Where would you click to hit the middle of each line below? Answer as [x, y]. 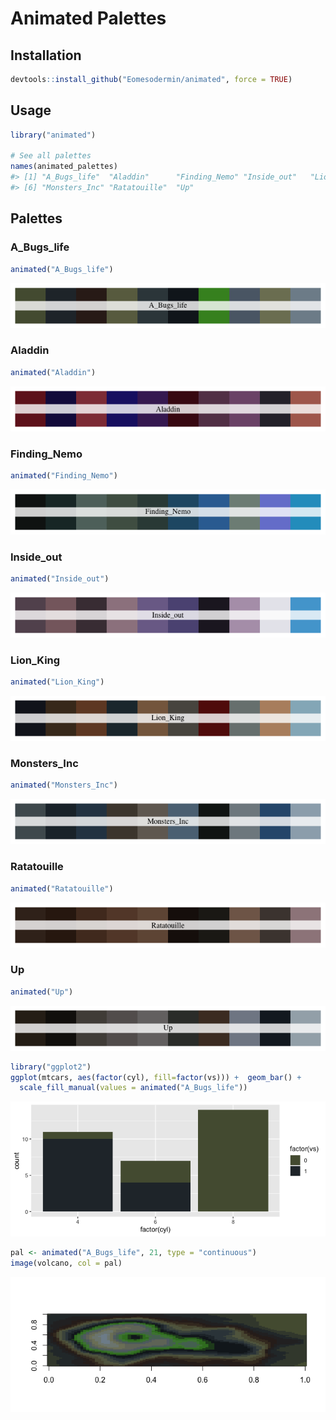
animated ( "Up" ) [42, 992]
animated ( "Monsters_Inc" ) [64, 785]
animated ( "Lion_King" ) [57, 682]
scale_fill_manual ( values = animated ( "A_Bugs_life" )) [133, 1088]
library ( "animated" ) [53, 135]
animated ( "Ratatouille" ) [62, 888]
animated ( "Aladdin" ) [53, 372]
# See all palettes [51, 156]
